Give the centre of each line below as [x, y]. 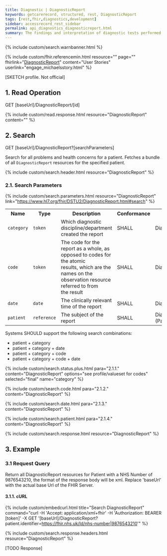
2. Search [20, 136]
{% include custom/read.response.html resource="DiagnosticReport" [76, 114]
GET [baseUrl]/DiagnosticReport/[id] [42, 105]
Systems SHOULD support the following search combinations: [69, 333]
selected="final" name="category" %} [44, 379]
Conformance [133, 214]
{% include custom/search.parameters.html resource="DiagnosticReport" [81, 196]
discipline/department [86, 228]
